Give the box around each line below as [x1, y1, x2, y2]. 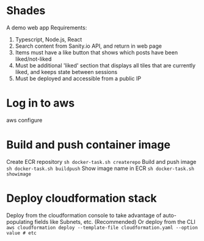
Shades [6, 4, 46, 18]
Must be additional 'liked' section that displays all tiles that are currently [15, 62, 196, 69]
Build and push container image [6, 138, 171, 152]
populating [6, 218, 34, 225]
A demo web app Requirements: [6, 24, 87, 31]
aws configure [6, 116, 43, 124]
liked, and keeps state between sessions [15, 68, 118, 75]
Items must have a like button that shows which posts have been [15, 48, 178, 56]
